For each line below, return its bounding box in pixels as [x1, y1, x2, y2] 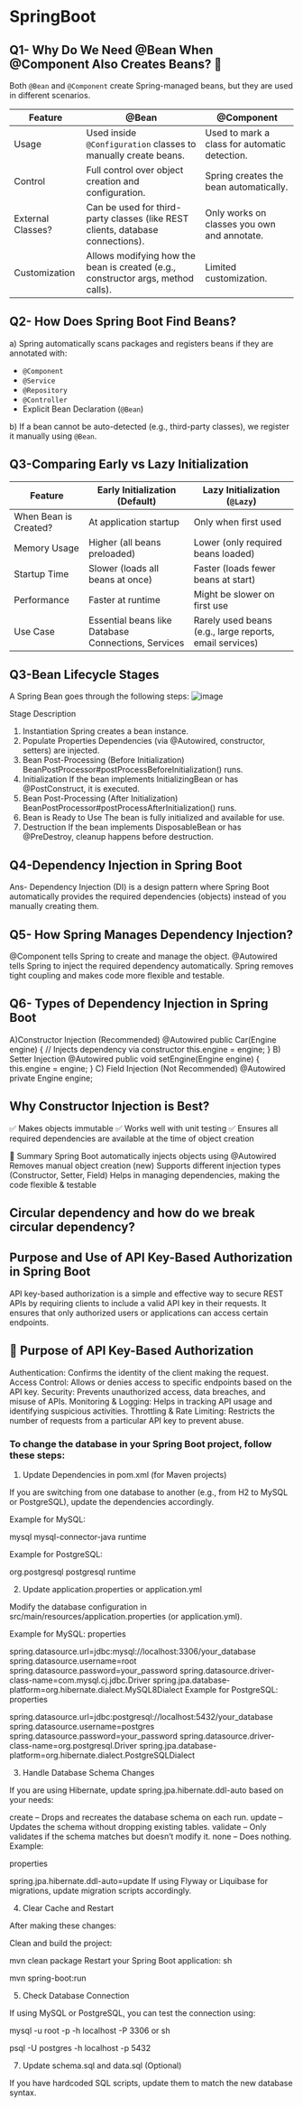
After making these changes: [9, 1920, 117, 1931]
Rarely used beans [193, 614, 272, 627]
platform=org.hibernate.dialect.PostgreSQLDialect [9, 1750, 196, 1760]
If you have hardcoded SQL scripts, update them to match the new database [9, 2078, 293, 2088]
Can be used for [86, 201, 155, 213]
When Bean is [14, 510, 73, 523]
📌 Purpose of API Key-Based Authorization [9, 1343, 254, 1359]
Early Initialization [96, 483, 177, 496]
